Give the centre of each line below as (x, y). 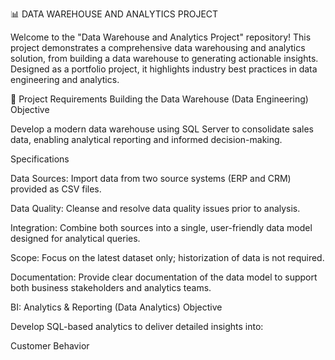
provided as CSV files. (56, 189)
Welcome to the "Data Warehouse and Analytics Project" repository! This (161, 37)
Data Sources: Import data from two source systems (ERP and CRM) (151, 178)
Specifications (40, 159)
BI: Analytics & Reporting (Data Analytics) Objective (116, 307)
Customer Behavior (50, 346)
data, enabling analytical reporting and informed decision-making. (146, 139)
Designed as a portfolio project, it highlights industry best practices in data (164, 69)
